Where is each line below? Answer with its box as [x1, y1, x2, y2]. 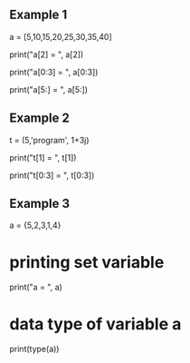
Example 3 [9, 196, 71, 211]
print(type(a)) [9, 344, 60, 355]
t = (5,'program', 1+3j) [9, 134, 90, 145]
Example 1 [9, 7, 68, 23]
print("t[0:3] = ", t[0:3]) [9, 170, 95, 181]
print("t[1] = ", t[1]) [9, 152, 77, 162]
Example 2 [9, 111, 70, 126]
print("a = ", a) [9, 281, 63, 293]
